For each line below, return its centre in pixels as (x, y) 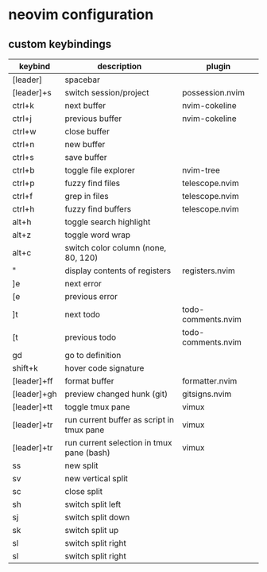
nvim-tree (201, 170)
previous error (91, 296)
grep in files (87, 196)
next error (83, 284)
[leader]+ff (33, 381)
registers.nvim (209, 270)
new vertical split (97, 479)
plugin (219, 66)
